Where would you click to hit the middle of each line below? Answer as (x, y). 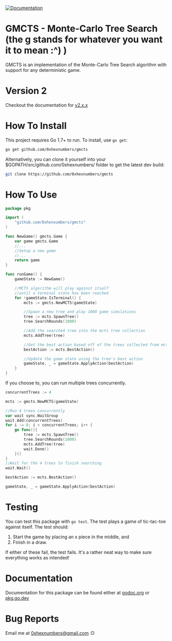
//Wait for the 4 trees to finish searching (53, 463)
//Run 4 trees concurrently (35, 411)
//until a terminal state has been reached (62, 293)
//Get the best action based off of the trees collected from (91, 345)
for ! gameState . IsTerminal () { (48, 298)
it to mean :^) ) (36, 51)
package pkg (18, 208)
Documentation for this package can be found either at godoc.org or (78, 592)
